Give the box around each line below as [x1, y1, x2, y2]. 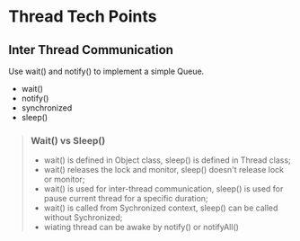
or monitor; [43, 174, 85, 185]
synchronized [21, 103, 73, 113]
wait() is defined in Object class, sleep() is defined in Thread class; [43, 155, 291, 165]
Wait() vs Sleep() [30, 134, 106, 147]
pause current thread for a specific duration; [43, 193, 208, 204]
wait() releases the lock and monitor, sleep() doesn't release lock [43, 165, 285, 175]
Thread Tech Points [8, 6, 157, 27]
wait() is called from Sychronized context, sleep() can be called [43, 202, 278, 213]
